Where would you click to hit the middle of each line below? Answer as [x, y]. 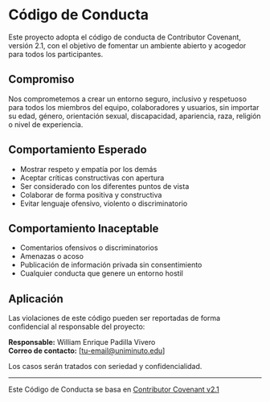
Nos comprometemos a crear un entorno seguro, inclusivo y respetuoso [128, 99]
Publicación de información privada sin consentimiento [111, 265]
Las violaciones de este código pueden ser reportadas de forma [115, 318]
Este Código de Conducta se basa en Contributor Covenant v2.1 [114, 390]
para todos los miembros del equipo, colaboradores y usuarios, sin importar [134, 107]
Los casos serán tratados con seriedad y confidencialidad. [105, 367]
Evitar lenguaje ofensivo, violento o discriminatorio [104, 203]
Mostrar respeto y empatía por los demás [88, 169]
